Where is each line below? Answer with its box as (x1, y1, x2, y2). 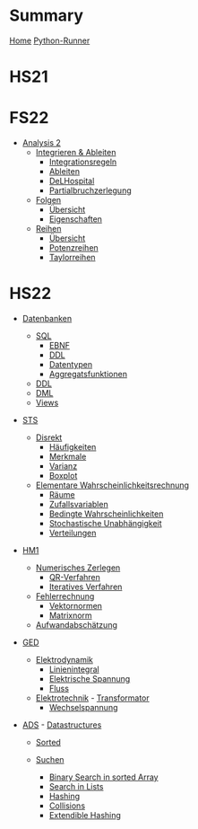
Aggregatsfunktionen (48, 369, 128, 379)
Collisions (48, 800, 86, 811)
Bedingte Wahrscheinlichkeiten (48, 508, 164, 519)
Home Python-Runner (9, 35, 90, 46)
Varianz (48, 461, 78, 472)
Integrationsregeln (48, 156, 117, 167)
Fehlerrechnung (35, 591, 95, 602)
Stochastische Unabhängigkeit (48, 518, 163, 528)
